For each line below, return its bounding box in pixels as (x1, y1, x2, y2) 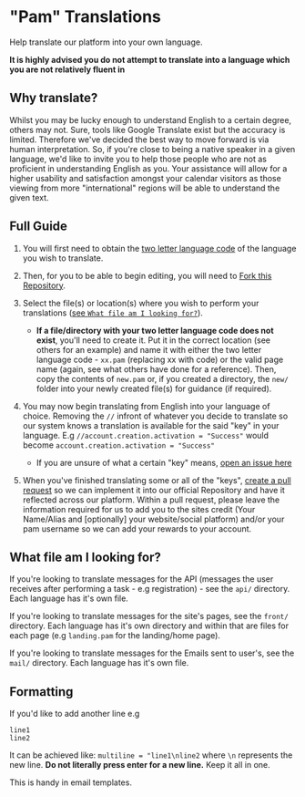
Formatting (9, 684, 74, 699)
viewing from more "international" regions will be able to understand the (9, 182, 280, 193)
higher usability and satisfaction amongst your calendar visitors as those (9, 172, 282, 183)
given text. (9, 191, 49, 202)
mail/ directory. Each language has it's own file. (9, 657, 189, 668)
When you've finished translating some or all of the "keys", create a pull (22, 474, 291, 485)
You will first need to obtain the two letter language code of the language (22, 243, 297, 254)
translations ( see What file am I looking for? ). (22, 307, 203, 318)
